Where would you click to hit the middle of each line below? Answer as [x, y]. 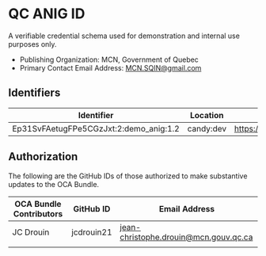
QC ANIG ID [47, 14]
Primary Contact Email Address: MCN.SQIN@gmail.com [110, 67]
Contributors [38, 213]
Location [207, 115]
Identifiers [34, 93]
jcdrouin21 [91, 232]
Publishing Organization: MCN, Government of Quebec [109, 59]
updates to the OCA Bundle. [54, 184]
